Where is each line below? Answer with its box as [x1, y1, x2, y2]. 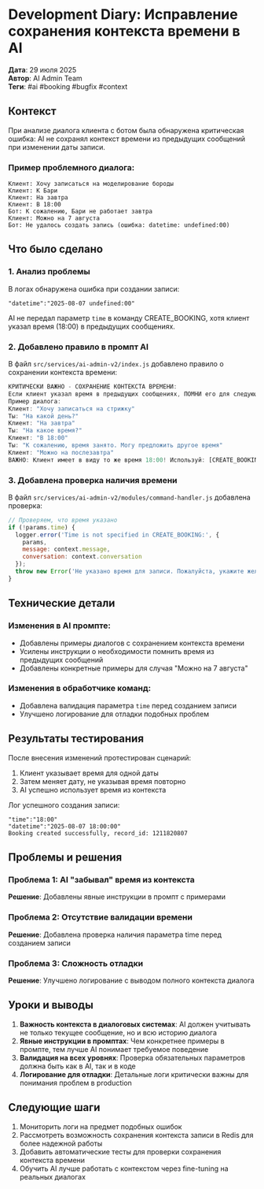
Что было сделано [8, 243, 104, 256]
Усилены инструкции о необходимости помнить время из [19, 646, 214, 656]
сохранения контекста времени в [8, 22, 241, 40]
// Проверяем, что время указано [8, 516, 118, 524]
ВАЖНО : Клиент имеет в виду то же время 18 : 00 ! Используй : [8, 455, 206, 464]
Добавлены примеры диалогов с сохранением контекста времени [19, 638, 245, 648]
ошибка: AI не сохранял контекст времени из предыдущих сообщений [8, 134, 246, 143]
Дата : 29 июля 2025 [8, 65, 77, 74]
